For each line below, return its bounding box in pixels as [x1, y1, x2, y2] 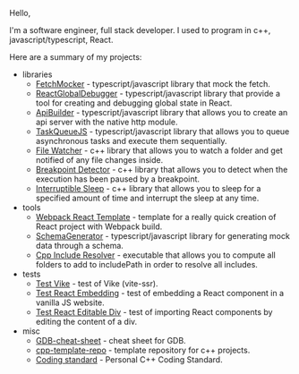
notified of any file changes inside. [35, 155, 164, 165]
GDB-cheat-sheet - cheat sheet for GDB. [35, 336, 186, 345]
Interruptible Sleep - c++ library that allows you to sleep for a [35, 183, 261, 193]
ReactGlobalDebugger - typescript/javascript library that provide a [35, 89, 280, 98]
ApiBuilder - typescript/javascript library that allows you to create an [35, 107, 288, 117]
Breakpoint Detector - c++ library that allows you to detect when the [35, 165, 288, 174]
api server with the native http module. [35, 116, 178, 127]
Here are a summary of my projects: [9, 52, 142, 62]
